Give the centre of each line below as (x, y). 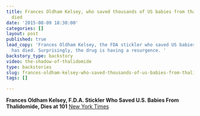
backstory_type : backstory (40, 56)
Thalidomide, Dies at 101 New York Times (57, 106)
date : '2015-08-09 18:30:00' (42, 23)
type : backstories (29, 67)
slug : (13, 73)
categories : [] (25, 28)
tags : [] (17, 78)
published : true (26, 39)
